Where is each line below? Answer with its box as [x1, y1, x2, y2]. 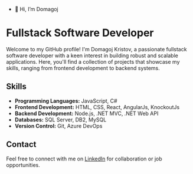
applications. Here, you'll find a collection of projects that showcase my [6, 58, 180, 65]
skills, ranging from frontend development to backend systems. [6, 64, 161, 71]
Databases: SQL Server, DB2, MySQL [14, 116, 107, 123]
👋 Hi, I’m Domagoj [14, 6, 58, 12]
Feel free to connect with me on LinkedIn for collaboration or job [6, 155, 162, 162]
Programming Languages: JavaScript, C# [14, 97, 117, 104]
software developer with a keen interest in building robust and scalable [6, 52, 178, 59]
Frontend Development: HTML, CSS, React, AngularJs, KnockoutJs [14, 103, 180, 110]
